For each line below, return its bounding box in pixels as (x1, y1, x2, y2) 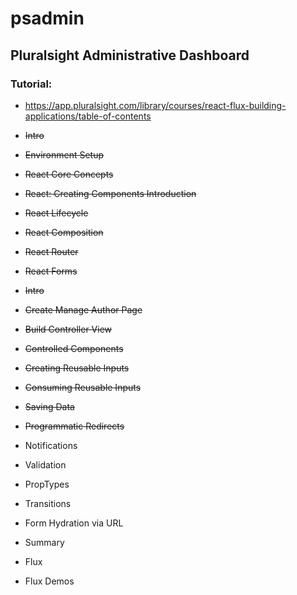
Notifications (24, 439, 78, 451)
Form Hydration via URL (24, 517, 124, 529)
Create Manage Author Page (24, 303, 143, 316)
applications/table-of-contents (24, 110, 152, 122)
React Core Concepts (24, 168, 114, 180)
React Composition (24, 226, 104, 238)
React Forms (24, 265, 78, 277)
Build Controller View (24, 323, 112, 335)
